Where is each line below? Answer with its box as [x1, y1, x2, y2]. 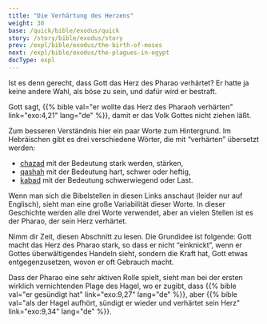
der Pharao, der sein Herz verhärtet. [8, 216, 128, 226]
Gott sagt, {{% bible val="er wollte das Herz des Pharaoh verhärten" [8, 101, 233, 112]
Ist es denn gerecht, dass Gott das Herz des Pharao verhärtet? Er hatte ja [8, 77, 249, 88]
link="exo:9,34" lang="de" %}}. [8, 306, 112, 316]
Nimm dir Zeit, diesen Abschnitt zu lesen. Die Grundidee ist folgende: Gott [8, 231, 252, 241]
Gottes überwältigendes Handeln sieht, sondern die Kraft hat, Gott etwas [8, 248, 248, 258]
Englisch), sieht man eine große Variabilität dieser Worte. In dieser [8, 199, 226, 208]
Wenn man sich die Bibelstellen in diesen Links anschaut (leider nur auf [8, 191, 243, 200]
